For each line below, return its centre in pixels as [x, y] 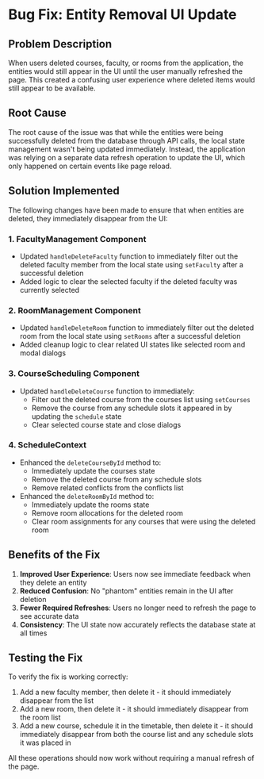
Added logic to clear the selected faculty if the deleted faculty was [128, 281]
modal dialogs [42, 353]
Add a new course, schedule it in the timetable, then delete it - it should [136, 726]
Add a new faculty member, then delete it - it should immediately [125, 693]
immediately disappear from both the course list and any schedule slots [136, 735]
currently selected [50, 290]
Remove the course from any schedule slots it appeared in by [132, 408]
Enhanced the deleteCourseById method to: [90, 462]
